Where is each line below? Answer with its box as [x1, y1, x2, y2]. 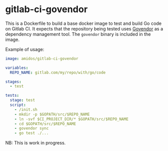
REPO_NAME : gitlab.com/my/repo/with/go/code [10, 70, 106, 75]
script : [10, 102, 26, 107]
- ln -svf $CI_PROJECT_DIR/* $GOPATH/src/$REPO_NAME [14, 117, 129, 122]
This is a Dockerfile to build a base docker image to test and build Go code [5, 20, 162, 26]
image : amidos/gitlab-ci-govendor [5, 56, 79, 61]
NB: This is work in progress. [5, 140, 66, 146]
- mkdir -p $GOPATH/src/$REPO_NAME [14, 111, 90, 117]
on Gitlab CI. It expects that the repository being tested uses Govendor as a [5, 25, 163, 31]
